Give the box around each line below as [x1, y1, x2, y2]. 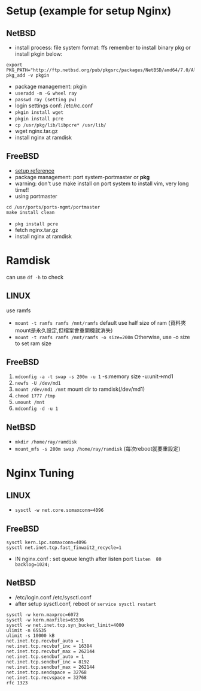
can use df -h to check [6, 273, 64, 280]
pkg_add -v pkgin [6, 73, 50, 79]
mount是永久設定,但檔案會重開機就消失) [14, 327, 113, 334]
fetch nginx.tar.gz [14, 226, 59, 233]
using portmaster [14, 192, 58, 200]
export [6, 62, 23, 68]
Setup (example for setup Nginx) [6, 4, 172, 18]
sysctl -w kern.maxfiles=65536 [6, 617, 84, 623]
